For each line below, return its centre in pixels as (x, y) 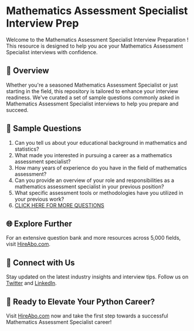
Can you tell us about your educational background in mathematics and (101, 143)
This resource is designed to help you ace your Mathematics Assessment (95, 46)
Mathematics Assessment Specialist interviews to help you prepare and (92, 104)
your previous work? (39, 199)
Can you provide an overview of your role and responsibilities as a (94, 180)
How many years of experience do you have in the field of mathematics (101, 168)
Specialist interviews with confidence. (52, 52)
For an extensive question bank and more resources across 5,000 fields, (93, 238)
